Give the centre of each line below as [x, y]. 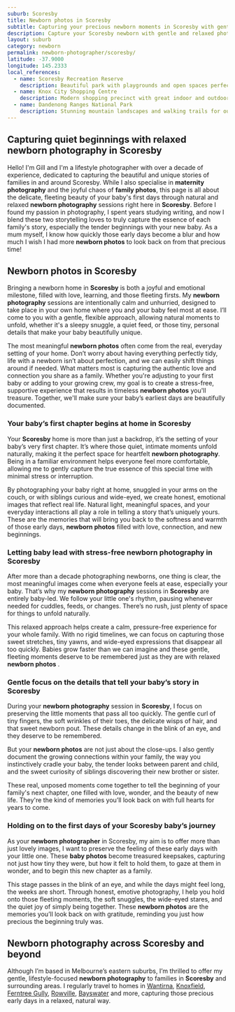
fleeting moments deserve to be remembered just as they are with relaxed [114, 656]
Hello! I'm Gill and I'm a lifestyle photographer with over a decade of [105, 167]
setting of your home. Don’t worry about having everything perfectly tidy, [113, 353]
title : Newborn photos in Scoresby [59, 20]
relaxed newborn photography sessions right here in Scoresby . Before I [112, 204]
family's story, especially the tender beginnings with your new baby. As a [113, 227]
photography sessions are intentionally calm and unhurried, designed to [112, 303]
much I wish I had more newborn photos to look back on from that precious [116, 241]
